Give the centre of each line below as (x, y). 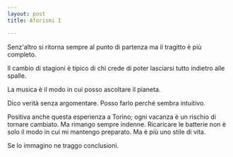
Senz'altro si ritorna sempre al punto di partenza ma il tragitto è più (104, 47)
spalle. (17, 76)
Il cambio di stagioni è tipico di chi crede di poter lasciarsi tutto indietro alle (116, 68)
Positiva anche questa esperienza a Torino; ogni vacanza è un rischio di (112, 117)
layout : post (26, 14)
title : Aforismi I (34, 21)
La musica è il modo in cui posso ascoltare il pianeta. (84, 89)
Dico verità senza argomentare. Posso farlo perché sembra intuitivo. (107, 103)
